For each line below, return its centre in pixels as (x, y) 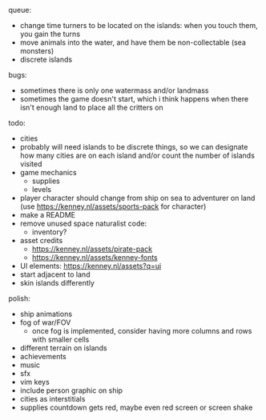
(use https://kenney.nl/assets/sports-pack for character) (113, 206)
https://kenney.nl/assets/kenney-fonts (95, 257)
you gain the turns (50, 34)
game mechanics (48, 172)
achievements (43, 356)
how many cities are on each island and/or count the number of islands (137, 155)
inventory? (49, 232)
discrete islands (46, 59)
